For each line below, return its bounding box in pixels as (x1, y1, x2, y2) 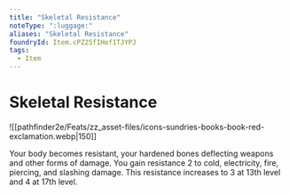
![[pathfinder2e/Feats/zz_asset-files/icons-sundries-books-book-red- (9, 121, 265, 132)
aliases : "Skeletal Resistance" (9, 29, 129, 38)
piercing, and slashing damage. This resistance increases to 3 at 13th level (9, 167, 281, 177)
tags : (9, 46, 29, 55)
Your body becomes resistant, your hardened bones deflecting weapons (9, 148, 274, 159)
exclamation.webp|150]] (9, 130, 98, 142)
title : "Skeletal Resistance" (9, 12, 121, 22)
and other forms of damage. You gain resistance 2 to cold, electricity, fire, (9, 157, 279, 168)
